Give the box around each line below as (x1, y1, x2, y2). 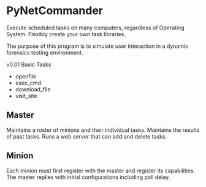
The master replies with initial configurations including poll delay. (6, 173, 170, 181)
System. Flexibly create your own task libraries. (6, 30, 126, 37)
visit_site (15, 92, 38, 99)
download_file (15, 85, 51, 93)
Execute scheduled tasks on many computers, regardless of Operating (6, 24, 185, 31)
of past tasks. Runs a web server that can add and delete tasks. (6, 132, 167, 140)
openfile (15, 72, 37, 80)
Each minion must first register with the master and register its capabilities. (6, 167, 195, 174)
